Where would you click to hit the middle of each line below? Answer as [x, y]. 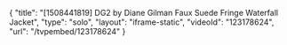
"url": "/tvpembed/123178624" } [68, 31]
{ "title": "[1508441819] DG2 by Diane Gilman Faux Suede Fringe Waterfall [143, 13]
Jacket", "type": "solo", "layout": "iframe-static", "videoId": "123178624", [142, 22]
